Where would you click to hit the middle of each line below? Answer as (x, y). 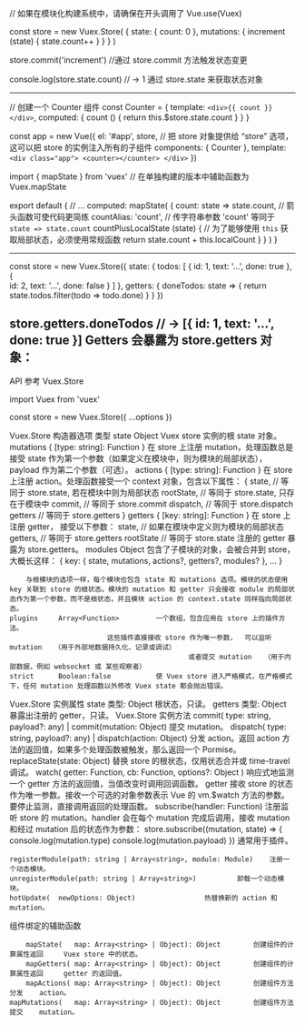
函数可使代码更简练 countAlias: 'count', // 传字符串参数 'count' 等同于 (146, 217)
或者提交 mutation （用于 (236, 657)
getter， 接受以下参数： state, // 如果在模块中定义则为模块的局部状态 (155, 527)
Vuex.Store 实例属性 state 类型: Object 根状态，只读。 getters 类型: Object (148, 704)
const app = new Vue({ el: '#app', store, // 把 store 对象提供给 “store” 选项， (151, 136)
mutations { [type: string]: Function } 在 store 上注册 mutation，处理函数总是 (151, 447)
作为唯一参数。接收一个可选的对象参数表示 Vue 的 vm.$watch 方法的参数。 (150, 795)
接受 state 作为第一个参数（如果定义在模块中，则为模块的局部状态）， (138, 458)
